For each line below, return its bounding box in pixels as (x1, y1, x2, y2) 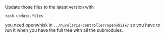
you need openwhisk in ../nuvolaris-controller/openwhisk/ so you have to (5, 22, 161, 28)
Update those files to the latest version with (5, 4, 94, 10)
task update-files (5, 14, 43, 19)
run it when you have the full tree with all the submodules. (5, 27, 123, 33)
